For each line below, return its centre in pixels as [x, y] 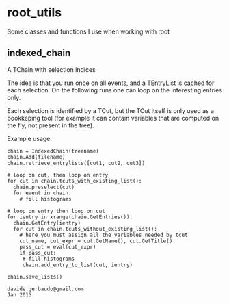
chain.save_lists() [35, 277]
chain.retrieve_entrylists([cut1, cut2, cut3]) [76, 163]
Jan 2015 [19, 295]
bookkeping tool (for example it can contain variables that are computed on [113, 118]
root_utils [35, 13]
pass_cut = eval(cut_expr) [58, 247]
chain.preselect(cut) [44, 187]
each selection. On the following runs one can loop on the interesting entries [115, 90]
